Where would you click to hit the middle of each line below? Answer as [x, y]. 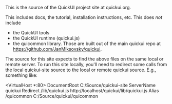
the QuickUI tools [31, 33]
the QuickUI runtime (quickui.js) [46, 38]
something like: [21, 75]
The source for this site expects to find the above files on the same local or [84, 59]
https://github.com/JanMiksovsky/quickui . [57, 49]
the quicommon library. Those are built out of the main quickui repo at [87, 44]
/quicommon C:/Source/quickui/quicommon [52, 96]
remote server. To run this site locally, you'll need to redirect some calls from [86, 64]
